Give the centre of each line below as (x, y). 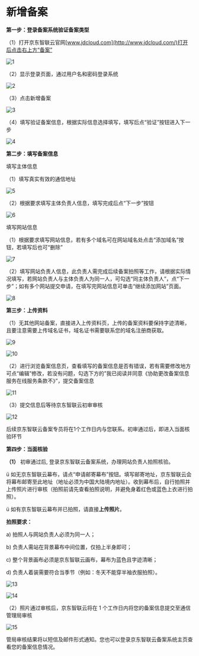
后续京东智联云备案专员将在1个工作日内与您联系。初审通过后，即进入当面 (95, 429)
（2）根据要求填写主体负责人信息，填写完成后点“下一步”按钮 (80, 203)
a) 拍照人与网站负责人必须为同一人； (51, 534)
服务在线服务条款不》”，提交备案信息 (50, 381)
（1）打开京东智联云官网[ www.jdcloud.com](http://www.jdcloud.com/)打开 (97, 42)
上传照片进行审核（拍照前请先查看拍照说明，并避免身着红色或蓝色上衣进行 (97, 489)
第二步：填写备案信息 (32, 153)
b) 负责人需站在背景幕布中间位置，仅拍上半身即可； (69, 547)
